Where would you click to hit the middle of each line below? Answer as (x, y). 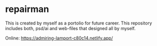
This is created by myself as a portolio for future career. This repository (79, 23)
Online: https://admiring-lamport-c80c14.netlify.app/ (59, 38)
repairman (27, 9)
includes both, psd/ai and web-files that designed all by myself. (70, 28)
